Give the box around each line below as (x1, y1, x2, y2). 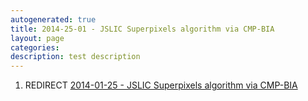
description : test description (10, 52, 141, 62)
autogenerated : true (10, 14, 97, 25)
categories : (10, 42, 60, 53)
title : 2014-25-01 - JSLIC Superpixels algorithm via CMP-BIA (10, 24, 275, 34)
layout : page (10, 33, 65, 43)
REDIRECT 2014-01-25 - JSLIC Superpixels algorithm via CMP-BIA (24, 79, 298, 91)
